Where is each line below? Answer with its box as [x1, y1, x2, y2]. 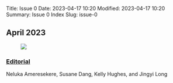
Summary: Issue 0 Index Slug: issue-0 [6, 11, 98, 18]
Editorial [6, 57, 30, 66]
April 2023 [6, 28, 46, 38]
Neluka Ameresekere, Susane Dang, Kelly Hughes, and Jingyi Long [6, 71, 168, 78]
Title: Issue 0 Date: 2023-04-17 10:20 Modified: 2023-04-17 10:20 [6, 5, 165, 12]
